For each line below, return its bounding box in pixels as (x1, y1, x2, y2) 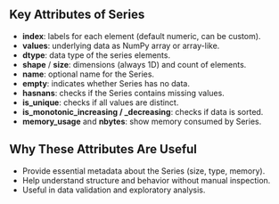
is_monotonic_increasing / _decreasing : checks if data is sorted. (21, 106, 264, 117)
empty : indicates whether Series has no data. (21, 78, 190, 88)
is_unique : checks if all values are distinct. (21, 97, 179, 108)
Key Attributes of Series (9, 7, 145, 22)
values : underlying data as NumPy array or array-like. (21, 40, 220, 51)
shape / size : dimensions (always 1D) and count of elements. (21, 59, 247, 69)
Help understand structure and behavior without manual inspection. (21, 175, 271, 185)
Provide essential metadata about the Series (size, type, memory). (21, 165, 266, 176)
